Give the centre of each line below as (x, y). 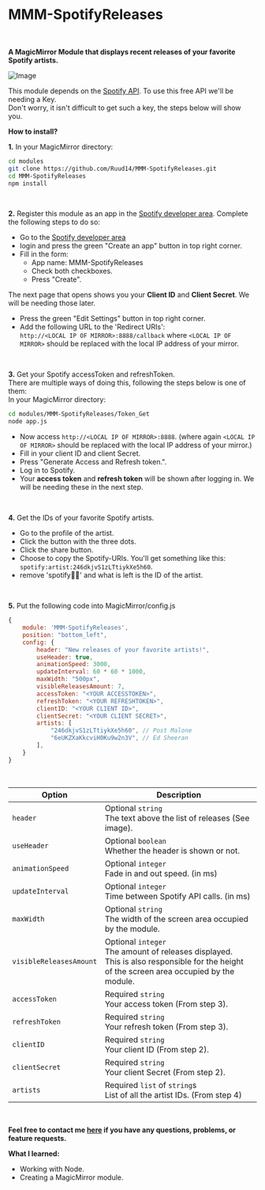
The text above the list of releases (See (177, 818)
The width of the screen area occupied (176, 919)
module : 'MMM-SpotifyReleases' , (75, 628)
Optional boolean (136, 840)
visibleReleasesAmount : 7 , (81, 687)
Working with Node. (52, 1169)
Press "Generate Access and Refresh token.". (93, 462)
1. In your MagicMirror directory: (61, 146)
